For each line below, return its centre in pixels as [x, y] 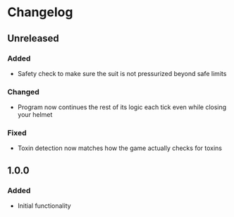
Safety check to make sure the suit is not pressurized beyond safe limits [122, 73]
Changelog [40, 12]
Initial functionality [44, 206]
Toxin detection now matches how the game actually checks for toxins [119, 148]
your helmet [35, 115]
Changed [24, 92]
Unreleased [33, 38]
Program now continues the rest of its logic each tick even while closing [122, 107]
